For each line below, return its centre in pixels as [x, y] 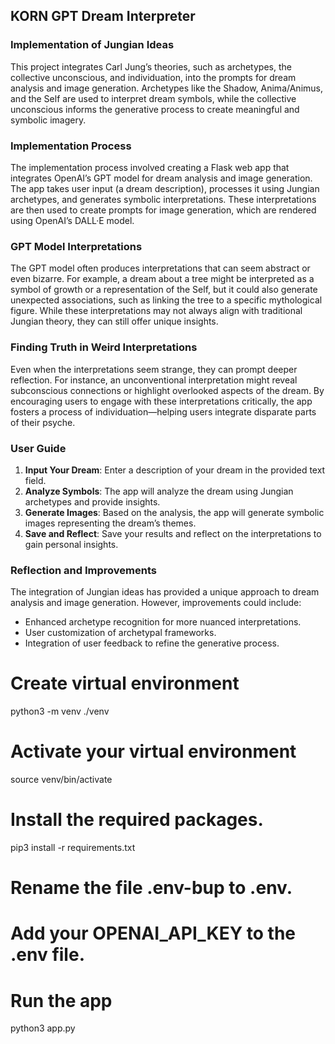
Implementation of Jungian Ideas [92, 45]
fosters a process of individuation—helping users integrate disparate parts [163, 411]
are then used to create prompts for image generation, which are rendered [163, 210]
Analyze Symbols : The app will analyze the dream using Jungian [159, 491]
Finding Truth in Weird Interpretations [104, 347]
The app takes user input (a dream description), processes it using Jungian [165, 188]
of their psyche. [43, 422]
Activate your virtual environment [153, 751]
